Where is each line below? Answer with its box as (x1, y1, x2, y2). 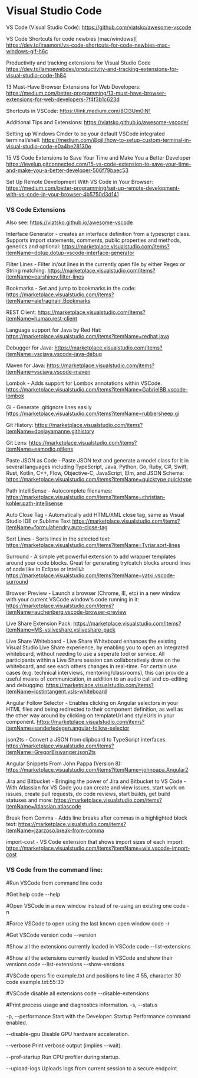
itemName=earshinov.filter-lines (6, 273, 84, 280)
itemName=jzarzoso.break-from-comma (6, 827, 104, 834)
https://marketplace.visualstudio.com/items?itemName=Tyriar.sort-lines (6, 542, 181, 549)
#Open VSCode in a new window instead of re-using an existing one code (6, 902, 186, 909)
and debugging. (6, 682, 45, 689)
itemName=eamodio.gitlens (6, 445, 74, 453)
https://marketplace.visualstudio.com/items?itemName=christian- (6, 494, 166, 501)
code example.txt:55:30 (6, 978, 64, 985)
